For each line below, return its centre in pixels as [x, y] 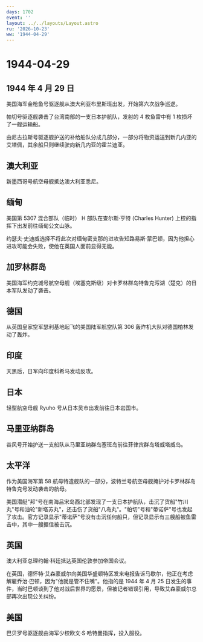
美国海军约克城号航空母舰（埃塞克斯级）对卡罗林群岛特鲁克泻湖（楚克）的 [99, 283]
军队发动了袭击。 [33, 290]
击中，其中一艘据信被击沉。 [41, 524]
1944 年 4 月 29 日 [40, 88]
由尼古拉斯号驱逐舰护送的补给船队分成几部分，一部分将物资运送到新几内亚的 [101, 137]
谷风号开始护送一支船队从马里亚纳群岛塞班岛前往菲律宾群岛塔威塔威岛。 [96, 444]
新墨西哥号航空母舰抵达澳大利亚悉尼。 [54, 181]
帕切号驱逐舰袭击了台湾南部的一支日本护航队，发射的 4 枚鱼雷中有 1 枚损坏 [99, 117]
